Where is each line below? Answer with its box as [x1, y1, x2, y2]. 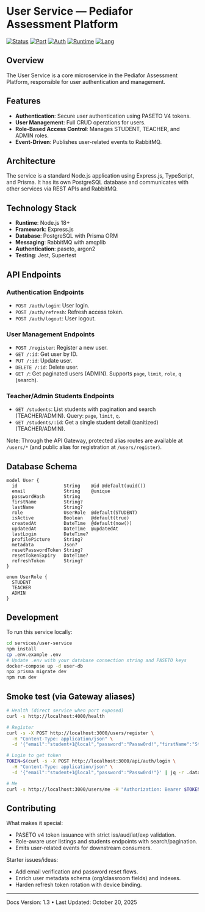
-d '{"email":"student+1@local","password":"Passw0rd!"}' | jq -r [12, 769, 184, 775]
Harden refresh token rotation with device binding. [15, 881, 142, 889]
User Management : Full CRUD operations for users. [15, 118, 146, 126]
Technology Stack [6, 203, 77, 213]
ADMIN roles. [15, 132, 49, 139]
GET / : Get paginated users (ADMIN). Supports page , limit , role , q [15, 370, 182, 377]
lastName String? [12, 504, 84, 511]
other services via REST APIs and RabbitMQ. [6, 185, 118, 192]
